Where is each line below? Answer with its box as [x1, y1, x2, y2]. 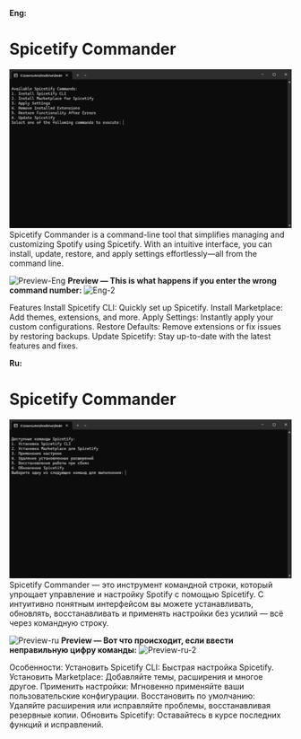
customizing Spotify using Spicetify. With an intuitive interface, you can [9, 238, 273, 250]
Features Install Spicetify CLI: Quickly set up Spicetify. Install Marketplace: [9, 302, 284, 312]
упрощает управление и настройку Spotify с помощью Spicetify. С [9, 588, 264, 600]
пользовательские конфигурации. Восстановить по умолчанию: [9, 691, 255, 701]
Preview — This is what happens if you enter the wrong [67, 275, 278, 286]
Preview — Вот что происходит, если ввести [61, 635, 234, 646]
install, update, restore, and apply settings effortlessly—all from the [9, 248, 258, 259]
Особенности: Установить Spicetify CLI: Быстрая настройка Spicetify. [9, 662, 275, 673]
